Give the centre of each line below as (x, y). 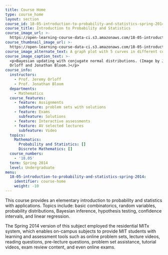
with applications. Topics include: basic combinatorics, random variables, (81, 206)
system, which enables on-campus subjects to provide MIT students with (81, 231)
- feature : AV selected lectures (49, 126)
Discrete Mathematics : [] (45, 149)
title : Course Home (25, 10)
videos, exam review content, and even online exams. (60, 247)
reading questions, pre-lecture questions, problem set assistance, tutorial (81, 242)
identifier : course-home (40, 182)
